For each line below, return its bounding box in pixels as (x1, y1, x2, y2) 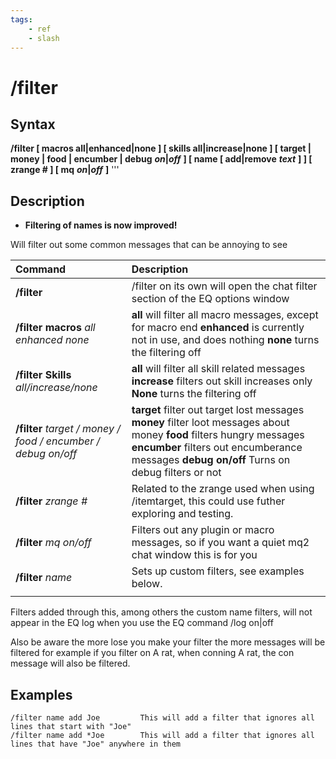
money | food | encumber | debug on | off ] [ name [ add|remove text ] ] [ (10, 153, 313, 165)
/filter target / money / (15, 422, 122, 436)
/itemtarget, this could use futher (131, 494, 286, 508)
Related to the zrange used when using (131, 482, 315, 496)
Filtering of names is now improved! (24, 219, 178, 231)
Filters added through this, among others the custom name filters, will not (10, 606, 313, 618)
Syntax (10, 116, 56, 133)
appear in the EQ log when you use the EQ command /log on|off (10, 617, 274, 629)
